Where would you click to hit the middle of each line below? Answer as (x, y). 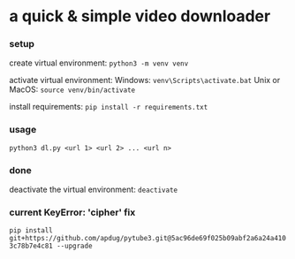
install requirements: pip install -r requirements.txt (109, 107)
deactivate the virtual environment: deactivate (94, 190)
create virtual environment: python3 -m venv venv (99, 63)
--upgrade (74, 246)
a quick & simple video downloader (140, 16)
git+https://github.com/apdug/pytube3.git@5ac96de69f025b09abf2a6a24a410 (148, 239)
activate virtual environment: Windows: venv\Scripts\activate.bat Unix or (145, 80)
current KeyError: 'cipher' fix (72, 212)
